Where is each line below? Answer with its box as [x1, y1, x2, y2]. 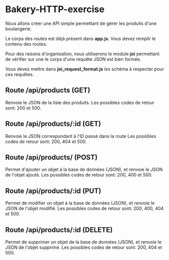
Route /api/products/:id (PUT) [5, 187, 102, 195]
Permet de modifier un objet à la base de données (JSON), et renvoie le [5, 200, 155, 206]
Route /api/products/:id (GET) [5, 120, 102, 128]
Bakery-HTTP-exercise [5, 4, 105, 15]
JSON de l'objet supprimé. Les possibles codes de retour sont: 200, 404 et [5, 244, 162, 250]
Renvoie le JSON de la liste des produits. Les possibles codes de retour [5, 99, 155, 105]
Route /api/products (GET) [5, 86, 90, 95]
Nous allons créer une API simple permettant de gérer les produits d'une [5, 20, 157, 26]
